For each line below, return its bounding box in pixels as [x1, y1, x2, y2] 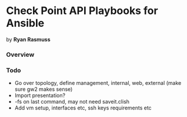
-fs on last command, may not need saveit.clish [14, 98, 130, 105]
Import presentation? [14, 92, 66, 99]
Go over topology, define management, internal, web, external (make [14, 80, 182, 87]
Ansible [6, 16, 45, 30]
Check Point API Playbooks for [6, 4, 158, 18]
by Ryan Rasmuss [6, 36, 51, 43]
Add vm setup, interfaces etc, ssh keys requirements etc [14, 104, 152, 112]
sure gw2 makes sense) [14, 86, 73, 93]
